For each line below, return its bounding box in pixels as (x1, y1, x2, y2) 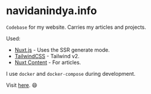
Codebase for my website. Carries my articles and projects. (6, 23, 146, 31)
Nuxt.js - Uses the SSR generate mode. (14, 46, 110, 53)
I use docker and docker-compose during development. (6, 70, 136, 77)
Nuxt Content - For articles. (14, 59, 81, 66)
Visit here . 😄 (6, 81, 38, 89)
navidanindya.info (6, 4, 97, 18)
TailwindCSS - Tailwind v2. (14, 52, 80, 59)
